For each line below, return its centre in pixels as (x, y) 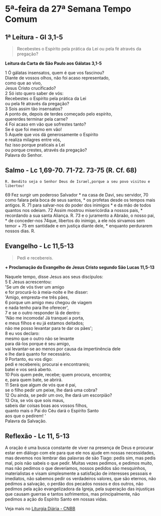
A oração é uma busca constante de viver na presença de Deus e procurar (79, 448)
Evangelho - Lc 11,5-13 (39, 246)
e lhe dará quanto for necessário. (38, 354)
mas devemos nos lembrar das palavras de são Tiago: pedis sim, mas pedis (80, 458)
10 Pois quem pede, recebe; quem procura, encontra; (58, 374)
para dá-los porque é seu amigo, (37, 343)
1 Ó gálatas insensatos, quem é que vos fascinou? (55, 73)
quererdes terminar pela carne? (37, 119)
